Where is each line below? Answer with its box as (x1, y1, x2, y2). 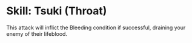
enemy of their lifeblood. (6, 30, 68, 37)
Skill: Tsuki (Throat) (6, 4, 107, 18)
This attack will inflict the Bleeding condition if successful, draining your (6, 24, 186, 31)
